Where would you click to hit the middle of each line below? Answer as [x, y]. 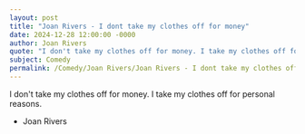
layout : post [34, 18]
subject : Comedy [40, 60]
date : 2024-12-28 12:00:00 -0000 [73, 34]
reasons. [26, 103]
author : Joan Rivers [49, 43]
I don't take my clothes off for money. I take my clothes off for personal [142, 94]
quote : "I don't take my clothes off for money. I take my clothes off [148, 52]
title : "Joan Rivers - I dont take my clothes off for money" [129, 26]
